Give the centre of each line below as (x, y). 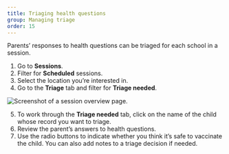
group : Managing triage (41, 20)
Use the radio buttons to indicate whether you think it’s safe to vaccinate (119, 136)
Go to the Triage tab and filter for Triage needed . (87, 88)
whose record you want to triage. (64, 122)
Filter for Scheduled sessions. (60, 73)
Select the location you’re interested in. (73, 81)
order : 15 (21, 26)
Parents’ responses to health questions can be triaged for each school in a (112, 46)
